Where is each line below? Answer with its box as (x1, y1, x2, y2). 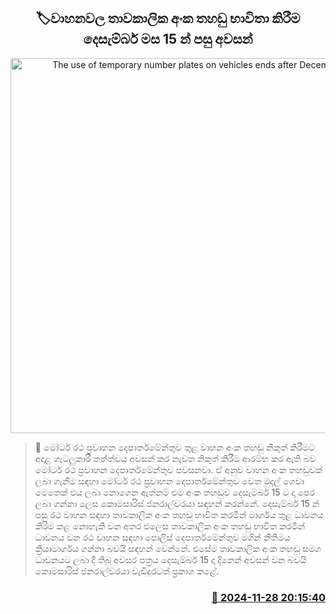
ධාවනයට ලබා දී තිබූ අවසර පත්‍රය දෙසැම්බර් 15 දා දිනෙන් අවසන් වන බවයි (34, 553, 307, 565)
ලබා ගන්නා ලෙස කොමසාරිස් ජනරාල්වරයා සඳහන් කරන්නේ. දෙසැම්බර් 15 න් (34, 497, 320, 509)
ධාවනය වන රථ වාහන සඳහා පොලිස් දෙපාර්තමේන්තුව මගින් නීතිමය (34, 531, 291, 543)
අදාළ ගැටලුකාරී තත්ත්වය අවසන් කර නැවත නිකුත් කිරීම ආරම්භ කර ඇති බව (34, 452, 317, 464)
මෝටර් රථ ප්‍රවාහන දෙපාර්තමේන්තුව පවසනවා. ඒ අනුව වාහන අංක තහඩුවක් (34, 463, 323, 475)
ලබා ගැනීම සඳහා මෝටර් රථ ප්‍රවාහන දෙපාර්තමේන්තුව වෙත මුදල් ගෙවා (34, 475, 305, 487)
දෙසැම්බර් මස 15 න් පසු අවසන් (83, 31, 253, 48)
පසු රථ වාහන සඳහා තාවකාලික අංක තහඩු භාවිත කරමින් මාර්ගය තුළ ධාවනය (34, 508, 324, 520)
